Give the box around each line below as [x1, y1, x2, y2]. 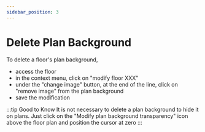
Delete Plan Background [6, 35, 132, 49]
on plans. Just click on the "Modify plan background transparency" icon [6, 112, 188, 120]
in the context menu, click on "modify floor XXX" [15, 74, 139, 82]
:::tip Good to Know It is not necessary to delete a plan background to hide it [6, 106, 199, 113]
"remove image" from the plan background [15, 87, 124, 95]
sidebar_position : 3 [6, 9, 60, 15]
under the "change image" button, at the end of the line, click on [15, 80, 178, 88]
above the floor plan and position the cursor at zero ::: [6, 118, 142, 126]
